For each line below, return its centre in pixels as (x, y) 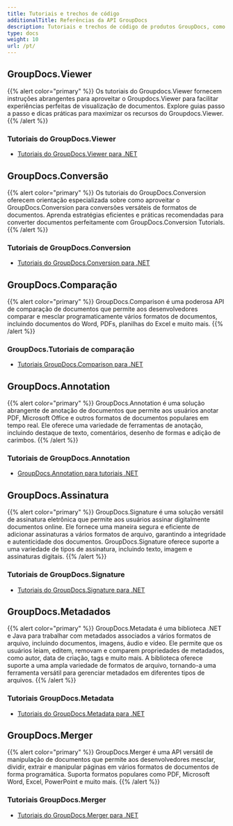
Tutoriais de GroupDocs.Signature (66, 574)
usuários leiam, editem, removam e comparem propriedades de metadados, (116, 651)
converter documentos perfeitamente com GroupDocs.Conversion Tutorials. (116, 222)
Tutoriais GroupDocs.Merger (57, 800)
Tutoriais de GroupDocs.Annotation (69, 459)
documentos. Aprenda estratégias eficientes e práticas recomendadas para (115, 215)
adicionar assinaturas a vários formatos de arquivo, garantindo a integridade (116, 535)
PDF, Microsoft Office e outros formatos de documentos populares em (108, 418)
